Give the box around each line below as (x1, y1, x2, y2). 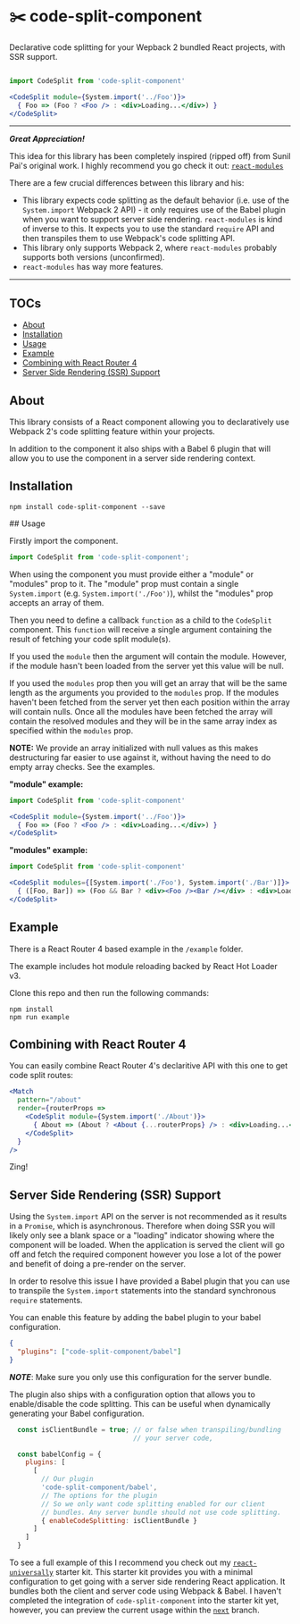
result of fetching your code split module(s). (9, 633, 171, 644)
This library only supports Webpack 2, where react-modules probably (21, 242, 278, 254)
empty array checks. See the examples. (9, 761, 155, 772)
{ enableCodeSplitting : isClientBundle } (41, 1516, 198, 1525)
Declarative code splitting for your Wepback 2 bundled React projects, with (9, 41, 286, 53)
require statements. (9, 1295, 83, 1306)
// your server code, (132, 1434, 214, 1443)
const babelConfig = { (17, 1450, 102, 1459)
